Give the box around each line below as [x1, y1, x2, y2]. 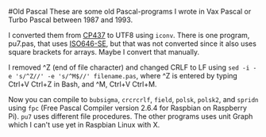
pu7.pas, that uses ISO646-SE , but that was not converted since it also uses [8, 39, 256, 48]
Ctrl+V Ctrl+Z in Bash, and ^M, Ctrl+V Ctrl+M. [8, 79, 157, 89]
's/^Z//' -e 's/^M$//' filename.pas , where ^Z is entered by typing [15, 71, 238, 80]
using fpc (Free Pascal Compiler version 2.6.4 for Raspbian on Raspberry [8, 103, 248, 112]
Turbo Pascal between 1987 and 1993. [8, 15, 133, 25]
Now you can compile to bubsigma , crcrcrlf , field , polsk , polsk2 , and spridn [8, 95, 260, 104]
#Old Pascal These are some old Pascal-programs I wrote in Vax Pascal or [8, 7, 252, 16]
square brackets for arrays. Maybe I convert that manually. [8, 48, 200, 56]
